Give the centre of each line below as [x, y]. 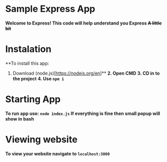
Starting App [33, 99]
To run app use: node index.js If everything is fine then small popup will [83, 113]
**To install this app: [27, 63]
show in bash [20, 119]
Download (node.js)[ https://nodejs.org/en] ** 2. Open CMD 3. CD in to [86, 73]
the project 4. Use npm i [38, 78]
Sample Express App [50, 9]
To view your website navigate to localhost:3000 [57, 153]
